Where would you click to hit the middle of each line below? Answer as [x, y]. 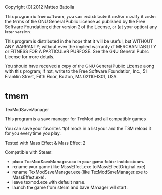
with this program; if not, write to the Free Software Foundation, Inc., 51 [76, 71]
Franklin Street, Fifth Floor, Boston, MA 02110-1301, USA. [61, 76]
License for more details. [30, 57]
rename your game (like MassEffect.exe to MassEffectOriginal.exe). [79, 166]
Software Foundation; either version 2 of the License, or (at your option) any [81, 27]
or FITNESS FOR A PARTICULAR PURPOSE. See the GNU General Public [77, 51]
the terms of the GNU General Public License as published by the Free [75, 22]
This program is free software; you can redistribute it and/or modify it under [81, 16]
